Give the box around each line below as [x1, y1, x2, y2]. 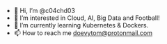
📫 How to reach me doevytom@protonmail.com [13, 29, 153, 37]
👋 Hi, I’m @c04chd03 [13, 7, 75, 14]
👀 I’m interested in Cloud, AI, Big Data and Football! [13, 14, 160, 22]
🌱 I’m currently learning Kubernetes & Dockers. [13, 21, 149, 29]
